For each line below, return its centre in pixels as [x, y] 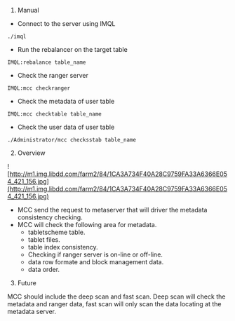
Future [27, 283]
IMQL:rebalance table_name [47, 62]
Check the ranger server [53, 75]
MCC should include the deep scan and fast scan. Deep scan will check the [116, 296]
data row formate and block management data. [96, 262]
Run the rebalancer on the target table [72, 49]
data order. [44, 269]
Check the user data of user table [66, 127]
